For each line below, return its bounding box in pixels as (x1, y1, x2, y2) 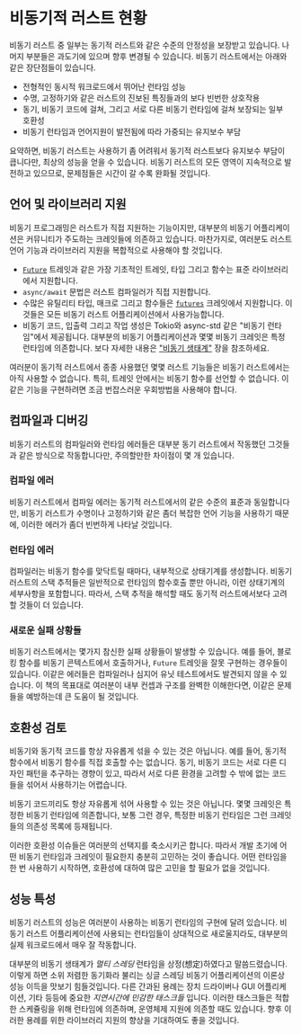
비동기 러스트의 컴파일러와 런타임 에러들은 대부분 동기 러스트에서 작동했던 (9, 438, 267, 450)
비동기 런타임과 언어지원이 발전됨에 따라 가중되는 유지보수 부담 (22, 126, 241, 137)
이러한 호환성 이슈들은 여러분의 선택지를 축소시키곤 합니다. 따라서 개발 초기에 (9, 840, 279, 851)
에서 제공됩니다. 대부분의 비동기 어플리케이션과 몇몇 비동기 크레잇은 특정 (33, 331, 286, 342)
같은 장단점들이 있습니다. (9, 62, 96, 73)
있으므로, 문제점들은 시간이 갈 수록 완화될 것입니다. (32, 167, 211, 178)
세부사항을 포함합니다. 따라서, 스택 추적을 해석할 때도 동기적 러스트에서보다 (9, 588, 271, 599)
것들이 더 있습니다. (18, 600, 84, 611)
